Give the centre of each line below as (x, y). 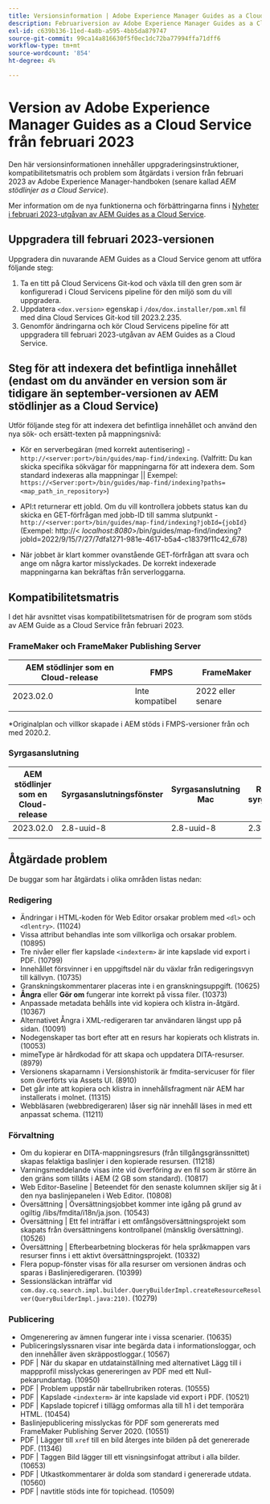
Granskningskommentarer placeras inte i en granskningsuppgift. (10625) (140, 986)
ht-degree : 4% (32, 61)
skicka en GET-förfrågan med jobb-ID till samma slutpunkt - (119, 515)
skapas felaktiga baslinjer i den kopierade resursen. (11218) (117, 1161)
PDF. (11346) (41, 1448)
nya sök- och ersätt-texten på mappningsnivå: (85, 434)
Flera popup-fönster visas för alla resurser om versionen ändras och (133, 1264)
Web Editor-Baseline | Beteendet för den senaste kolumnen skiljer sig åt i (140, 1187)
